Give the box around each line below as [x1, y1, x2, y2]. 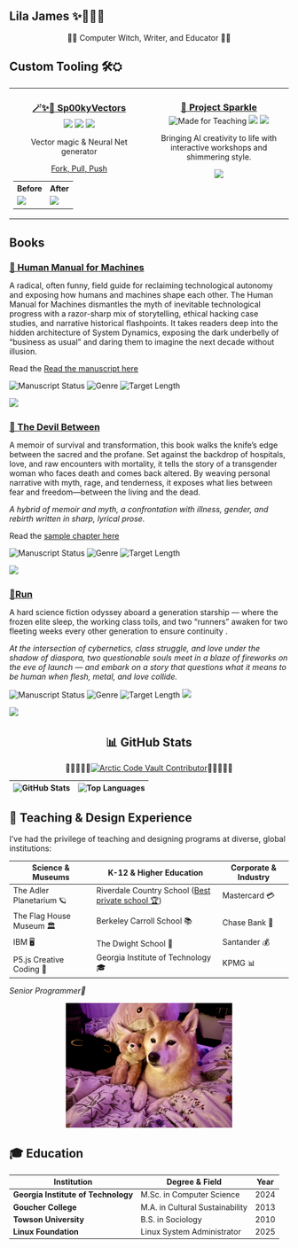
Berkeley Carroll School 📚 [96, 916, 192, 926]
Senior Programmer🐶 [9, 985, 86, 995]
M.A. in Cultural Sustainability [140, 1202, 248, 1213]
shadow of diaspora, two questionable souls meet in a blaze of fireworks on [9, 652, 288, 663]
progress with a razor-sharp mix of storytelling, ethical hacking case [9, 308, 259, 319]
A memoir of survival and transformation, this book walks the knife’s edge [9, 440, 278, 450]
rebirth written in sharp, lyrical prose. [9, 513, 145, 524]
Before [17, 183, 43, 193]
